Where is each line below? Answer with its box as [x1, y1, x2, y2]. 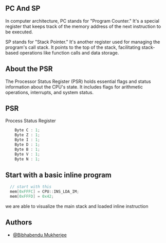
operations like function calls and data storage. [20, 49, 119, 56]
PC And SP [5, 4, 41, 13]
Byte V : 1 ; [14, 151, 40, 157]
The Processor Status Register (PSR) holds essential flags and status [5, 78, 151, 84]
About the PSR [5, 64, 53, 74]
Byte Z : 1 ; [14, 132, 40, 138]
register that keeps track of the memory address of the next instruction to [5, 23, 161, 29]
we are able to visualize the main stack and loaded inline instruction [5, 203, 149, 209]
